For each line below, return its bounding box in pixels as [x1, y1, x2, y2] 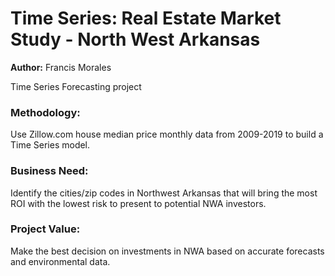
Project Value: [10, 222, 81, 236]
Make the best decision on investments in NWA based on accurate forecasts [10, 245, 325, 257]
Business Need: [10, 164, 89, 178]
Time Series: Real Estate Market [10, 7, 282, 30]
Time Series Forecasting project [10, 80, 142, 92]
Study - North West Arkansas [10, 28, 261, 51]
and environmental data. [10, 255, 111, 267]
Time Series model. [10, 139, 91, 151]
